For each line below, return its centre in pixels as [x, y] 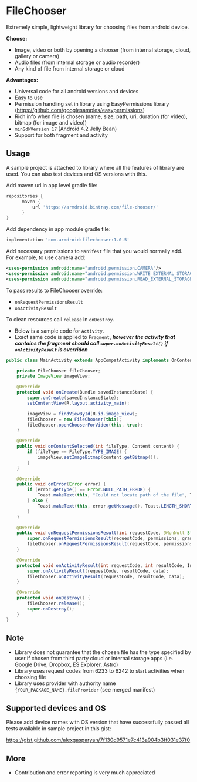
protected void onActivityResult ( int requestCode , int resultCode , [101, 565]
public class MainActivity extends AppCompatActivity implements [87, 360]
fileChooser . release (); [56, 603]
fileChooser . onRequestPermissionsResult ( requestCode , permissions [110, 544]
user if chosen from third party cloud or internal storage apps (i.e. [94, 659]
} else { [38, 501]
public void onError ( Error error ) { [62, 484]
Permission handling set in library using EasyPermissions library [92, 103]
